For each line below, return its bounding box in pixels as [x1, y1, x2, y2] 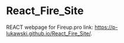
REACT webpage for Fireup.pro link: [6, 24, 93, 31]
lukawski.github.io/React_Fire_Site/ [6, 29, 91, 37]
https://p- [94, 24, 118, 31]
